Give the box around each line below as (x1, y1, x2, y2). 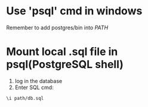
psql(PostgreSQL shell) (6, 58, 124, 71)
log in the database (14, 77, 63, 84)
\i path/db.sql (6, 95, 44, 101)
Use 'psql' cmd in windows (6, 4, 143, 18)
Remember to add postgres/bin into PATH (6, 24, 109, 31)
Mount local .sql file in (6, 45, 118, 59)
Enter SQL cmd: (14, 84, 54, 91)
